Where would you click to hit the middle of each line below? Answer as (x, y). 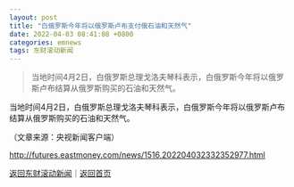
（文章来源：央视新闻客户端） (64, 137)
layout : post (34, 17)
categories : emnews (46, 42)
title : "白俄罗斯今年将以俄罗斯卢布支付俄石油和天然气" (101, 26)
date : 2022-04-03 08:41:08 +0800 (71, 34)
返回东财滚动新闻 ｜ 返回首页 (60, 174)
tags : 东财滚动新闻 (42, 51)
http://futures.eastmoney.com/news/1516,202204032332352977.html (138, 155)
